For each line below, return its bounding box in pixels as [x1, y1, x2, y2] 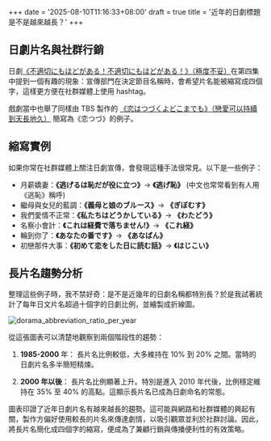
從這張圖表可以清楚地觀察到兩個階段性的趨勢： [8, 333, 164, 342]
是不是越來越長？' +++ [8, 17, 83, 27]
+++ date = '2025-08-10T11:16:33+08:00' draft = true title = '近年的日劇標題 [8, 7, 261, 16]
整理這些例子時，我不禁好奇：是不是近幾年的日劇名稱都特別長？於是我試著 [8, 290, 256, 299]
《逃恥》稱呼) [19, 189, 66, 200]
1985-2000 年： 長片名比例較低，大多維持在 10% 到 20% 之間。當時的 [19, 350, 256, 359]
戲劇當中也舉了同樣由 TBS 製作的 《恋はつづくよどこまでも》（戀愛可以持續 [8, 104, 258, 113]
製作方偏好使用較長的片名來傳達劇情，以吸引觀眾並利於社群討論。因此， [22, 414, 263, 424]
